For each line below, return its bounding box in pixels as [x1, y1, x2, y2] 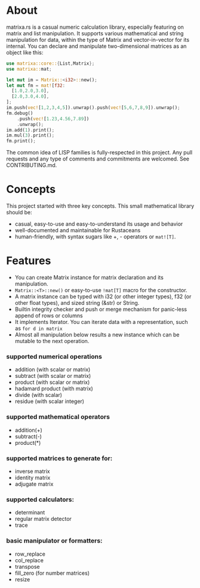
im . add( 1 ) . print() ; [6, 127, 55, 133]
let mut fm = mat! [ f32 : [6, 82, 66, 89]
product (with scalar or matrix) [14, 378, 90, 386]
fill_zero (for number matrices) [14, 569, 90, 577]
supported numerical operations [6, 352, 103, 360]
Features [6, 254, 51, 268]
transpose [14, 563, 40, 570]
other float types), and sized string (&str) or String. [14, 299, 140, 307]
